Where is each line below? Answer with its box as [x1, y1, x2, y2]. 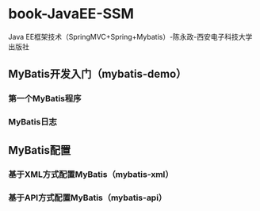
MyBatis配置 [8, 144, 71, 157]
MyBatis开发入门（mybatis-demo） [8, 67, 187, 81]
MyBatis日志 [8, 117, 57, 128]
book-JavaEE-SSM [8, 5, 135, 23]
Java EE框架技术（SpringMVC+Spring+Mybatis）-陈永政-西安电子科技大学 [8, 32, 253, 41]
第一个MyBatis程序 [8, 93, 82, 104]
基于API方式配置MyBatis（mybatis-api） [8, 192, 167, 203]
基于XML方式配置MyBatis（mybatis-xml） [8, 169, 174, 180]
